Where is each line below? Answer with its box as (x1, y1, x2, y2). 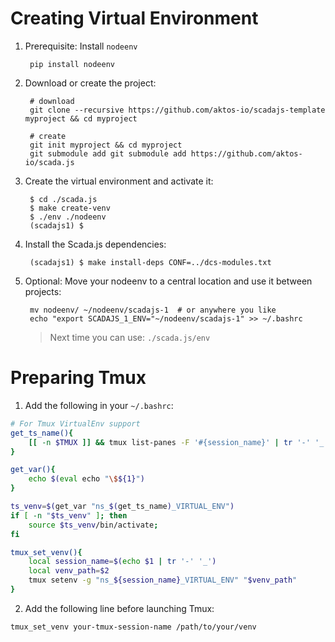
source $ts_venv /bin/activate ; (28, 520, 159, 530)
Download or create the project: (24, 77, 157, 89)
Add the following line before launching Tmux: (24, 602, 215, 614)
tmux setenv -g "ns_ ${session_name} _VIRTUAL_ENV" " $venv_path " (28, 575, 298, 586)
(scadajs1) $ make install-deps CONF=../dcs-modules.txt (29, 257, 272, 267)
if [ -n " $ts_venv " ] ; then (10, 510, 128, 521)
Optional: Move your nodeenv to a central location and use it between (24, 275, 313, 287)
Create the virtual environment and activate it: (24, 175, 214, 187)
